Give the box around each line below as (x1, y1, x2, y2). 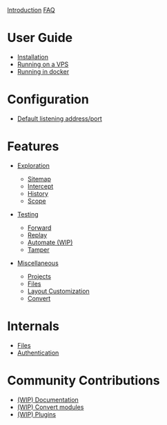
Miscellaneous (17, 259, 59, 267)
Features (7, 139, 59, 155)
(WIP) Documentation (17, 395, 79, 404)
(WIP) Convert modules (17, 403, 84, 411)
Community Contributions (7, 373, 160, 388)
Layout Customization (27, 286, 90, 295)
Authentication (17, 348, 59, 357)
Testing (17, 210, 39, 218)
